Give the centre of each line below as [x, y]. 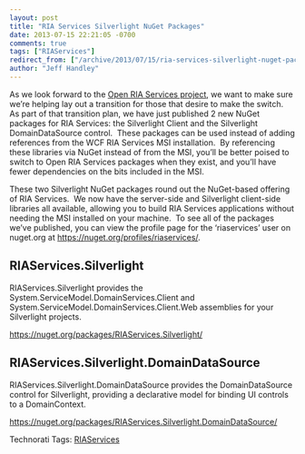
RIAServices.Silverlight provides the [76, 288]
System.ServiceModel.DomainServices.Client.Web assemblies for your [142, 307]
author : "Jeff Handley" [54, 69]
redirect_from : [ [42, 60]
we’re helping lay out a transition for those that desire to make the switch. [147, 104]
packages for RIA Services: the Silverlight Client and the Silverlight [134, 123]
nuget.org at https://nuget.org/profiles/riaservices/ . [105, 237]
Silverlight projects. [45, 316]
